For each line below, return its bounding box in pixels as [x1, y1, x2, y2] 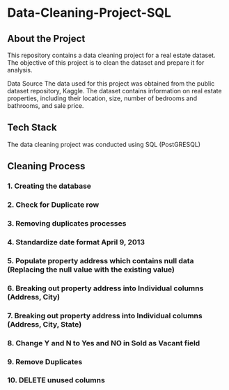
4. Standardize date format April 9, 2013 [7, 237, 145, 247]
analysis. [7, 66, 33, 74]
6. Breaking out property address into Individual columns [7, 283, 204, 293]
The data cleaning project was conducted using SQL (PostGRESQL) [7, 140, 200, 148]
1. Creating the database [7, 181, 92, 191]
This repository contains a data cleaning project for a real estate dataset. [7, 51, 216, 59]
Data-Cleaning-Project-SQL [7, 5, 172, 21]
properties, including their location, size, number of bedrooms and [7, 94, 197, 102]
